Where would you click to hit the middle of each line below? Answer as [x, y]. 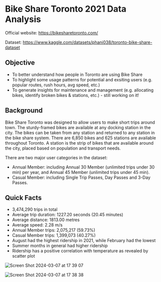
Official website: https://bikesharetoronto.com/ [52, 33]
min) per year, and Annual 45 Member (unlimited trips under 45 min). [81, 172]
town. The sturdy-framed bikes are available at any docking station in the [78, 127]
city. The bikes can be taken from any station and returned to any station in [80, 132]
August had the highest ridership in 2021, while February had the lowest [84, 241]
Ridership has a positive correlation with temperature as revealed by [80, 251]
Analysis [23, 19]
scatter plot [24, 256]
